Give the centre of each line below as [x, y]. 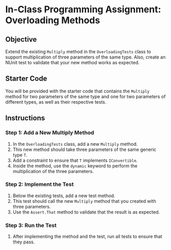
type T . [20, 155]
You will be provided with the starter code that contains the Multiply [78, 91]
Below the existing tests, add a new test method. [64, 196]
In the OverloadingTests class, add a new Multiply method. [75, 144]
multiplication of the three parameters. [53, 171]
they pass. [24, 242]
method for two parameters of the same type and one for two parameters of [85, 97]
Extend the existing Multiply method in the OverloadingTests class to [78, 52]
